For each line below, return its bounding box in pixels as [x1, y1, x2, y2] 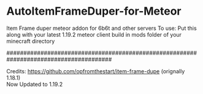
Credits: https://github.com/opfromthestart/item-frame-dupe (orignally [6, 67, 185, 74]
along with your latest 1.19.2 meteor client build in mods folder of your [6, 31, 182, 38]
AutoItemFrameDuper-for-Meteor [6, 4, 182, 18]
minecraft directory [6, 37, 55, 45]
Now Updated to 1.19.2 [6, 81, 63, 88]
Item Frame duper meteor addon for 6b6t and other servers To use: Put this [6, 24, 197, 32]
